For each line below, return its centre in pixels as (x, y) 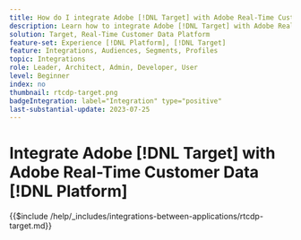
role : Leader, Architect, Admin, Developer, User (104, 68)
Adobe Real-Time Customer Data (134, 172)
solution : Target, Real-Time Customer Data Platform (110, 34)
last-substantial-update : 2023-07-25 (80, 109)
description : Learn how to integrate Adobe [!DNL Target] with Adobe (142, 26)
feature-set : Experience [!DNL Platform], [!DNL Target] (118, 43)
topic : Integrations (48, 59)
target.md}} (30, 226)
